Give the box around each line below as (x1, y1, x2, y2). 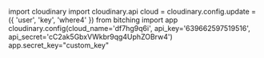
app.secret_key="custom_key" (8, 41, 110, 50)
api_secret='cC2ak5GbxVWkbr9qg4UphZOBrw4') (8, 32, 174, 41)
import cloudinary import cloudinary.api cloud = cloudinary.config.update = (8, 7, 257, 16)
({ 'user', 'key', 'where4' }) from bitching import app (8, 15, 178, 25)
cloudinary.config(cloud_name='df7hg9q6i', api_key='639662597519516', (8, 24, 250, 33)
